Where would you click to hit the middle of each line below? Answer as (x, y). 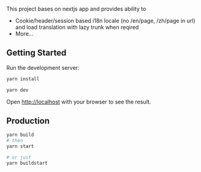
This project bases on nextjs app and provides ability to (76, 9)
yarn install (23, 79)
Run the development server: (43, 67)
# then (15, 141)
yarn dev (17, 90)
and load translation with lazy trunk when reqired (77, 27)
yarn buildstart (27, 163)
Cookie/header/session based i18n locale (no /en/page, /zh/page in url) (105, 21)
